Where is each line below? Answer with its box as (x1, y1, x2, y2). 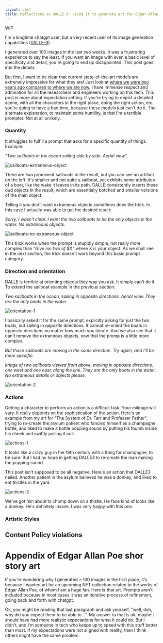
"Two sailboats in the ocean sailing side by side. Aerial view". (5, 152, 128, 158)
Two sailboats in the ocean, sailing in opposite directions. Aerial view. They (5, 293, 156, 299)
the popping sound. (5, 460, 45, 466)
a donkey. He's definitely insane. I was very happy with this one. (5, 504, 133, 509)
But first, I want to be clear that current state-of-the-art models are (5, 74, 139, 80)
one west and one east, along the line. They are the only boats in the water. (5, 367, 156, 373)
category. (5, 255, 24, 261)
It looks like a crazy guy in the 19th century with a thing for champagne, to (5, 450, 153, 456)
